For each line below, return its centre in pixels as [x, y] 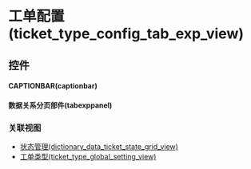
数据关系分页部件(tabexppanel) [60, 105]
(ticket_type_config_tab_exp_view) [126, 34]
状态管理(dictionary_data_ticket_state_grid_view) [99, 147]
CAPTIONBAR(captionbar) [53, 86]
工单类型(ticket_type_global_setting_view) [88, 157]
